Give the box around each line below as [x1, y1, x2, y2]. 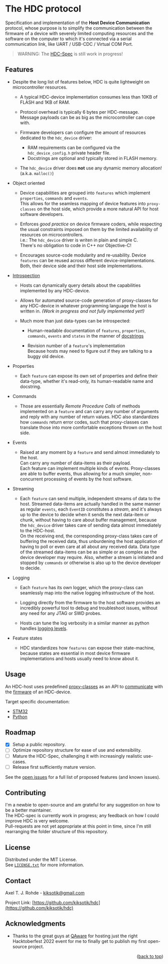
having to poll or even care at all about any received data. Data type [20, 543, 160, 549]
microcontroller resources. [12, 84, 68, 90]
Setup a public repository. [12, 742, 66, 748]
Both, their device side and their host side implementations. [20, 263, 143, 269]
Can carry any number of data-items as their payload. [20, 460, 131, 466]
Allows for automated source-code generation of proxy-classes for [20, 297, 158, 303]
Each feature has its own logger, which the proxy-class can [20, 584, 143, 590]
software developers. [20, 211, 64, 217]
